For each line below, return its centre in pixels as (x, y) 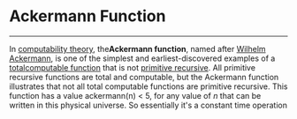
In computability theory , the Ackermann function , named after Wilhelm (138, 48)
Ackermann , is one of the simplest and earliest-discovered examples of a (142, 58)
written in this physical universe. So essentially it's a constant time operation (148, 105)
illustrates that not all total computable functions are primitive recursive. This (148, 86)
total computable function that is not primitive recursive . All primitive (133, 67)
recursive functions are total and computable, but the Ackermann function (144, 77)
